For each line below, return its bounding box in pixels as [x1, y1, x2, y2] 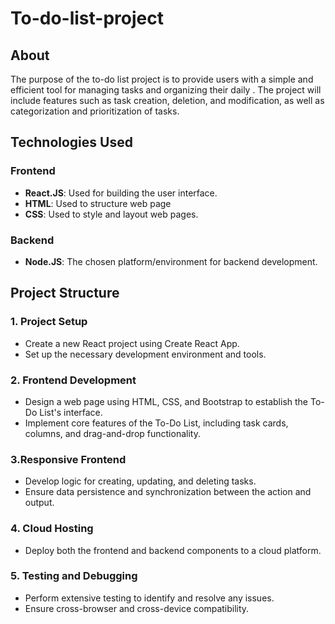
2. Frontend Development [10, 373, 137, 387]
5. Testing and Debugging [10, 569, 138, 583]
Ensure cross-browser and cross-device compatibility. [24, 602, 250, 614]
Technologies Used [10, 134, 133, 151]
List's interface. [39, 406, 103, 418]
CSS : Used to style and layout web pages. [24, 208, 199, 220]
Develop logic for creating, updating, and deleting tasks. [24, 475, 257, 487]
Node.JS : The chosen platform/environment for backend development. [24, 255, 318, 267]
